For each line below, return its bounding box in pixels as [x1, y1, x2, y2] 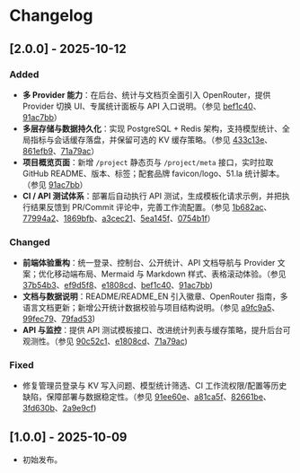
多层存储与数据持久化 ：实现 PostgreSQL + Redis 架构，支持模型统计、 [22, 123, 283, 134]
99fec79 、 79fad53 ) [22, 313, 96, 324]
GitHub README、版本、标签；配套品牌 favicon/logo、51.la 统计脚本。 [22, 168, 285, 179]
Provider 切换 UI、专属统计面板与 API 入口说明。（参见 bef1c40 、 [22, 101, 261, 111]
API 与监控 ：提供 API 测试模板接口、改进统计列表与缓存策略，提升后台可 [22, 325, 291, 336]
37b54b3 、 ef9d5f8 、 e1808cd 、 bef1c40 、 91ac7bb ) [22, 280, 214, 291]
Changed [9, 235, 51, 248]
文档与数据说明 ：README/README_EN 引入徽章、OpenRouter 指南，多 [22, 291, 289, 302]
